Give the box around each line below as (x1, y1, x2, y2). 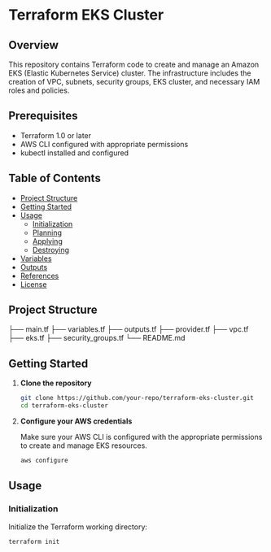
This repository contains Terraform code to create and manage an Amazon (8, 59, 260, 69)
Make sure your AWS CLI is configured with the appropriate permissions (20, 432, 263, 441)
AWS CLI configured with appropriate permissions (20, 139, 189, 149)
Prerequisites (8, 109, 78, 123)
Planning (32, 228, 63, 237)
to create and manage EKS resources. (20, 441, 148, 450)
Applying (32, 236, 63, 246)
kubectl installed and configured (20, 148, 129, 158)
